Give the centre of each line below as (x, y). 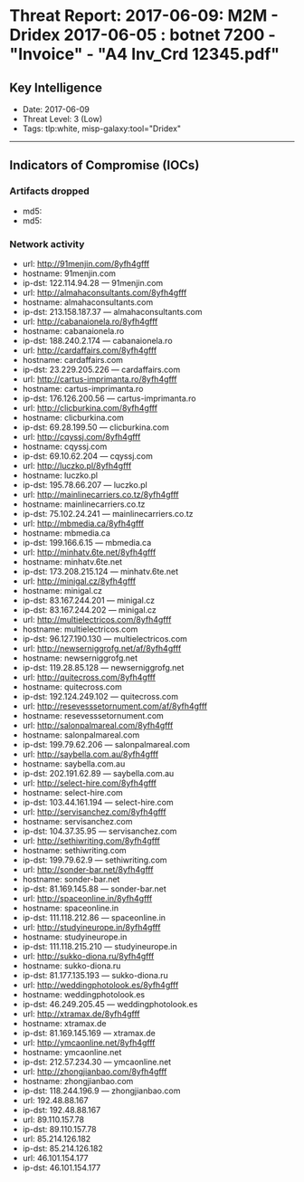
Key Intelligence (56, 87)
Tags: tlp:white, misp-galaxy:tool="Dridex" (102, 129)
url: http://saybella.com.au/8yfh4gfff (90, 754)
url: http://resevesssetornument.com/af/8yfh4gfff (115, 706)
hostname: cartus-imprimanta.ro (83, 388)
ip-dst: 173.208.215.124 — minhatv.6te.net (100, 571)
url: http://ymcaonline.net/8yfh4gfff (89, 1043)
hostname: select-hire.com (73, 792)
